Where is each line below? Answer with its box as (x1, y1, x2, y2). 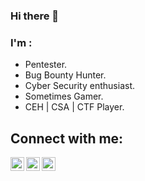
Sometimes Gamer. (24, 90, 104, 103)
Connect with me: (10, 130, 124, 147)
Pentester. (24, 59, 68, 71)
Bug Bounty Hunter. (24, 69, 107, 81)
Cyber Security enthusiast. (24, 80, 135, 92)
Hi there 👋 (10, 9, 60, 23)
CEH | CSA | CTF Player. (24, 101, 125, 113)
